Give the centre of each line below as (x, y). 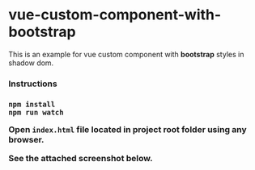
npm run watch (36, 112)
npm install (32, 104)
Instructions (33, 84)
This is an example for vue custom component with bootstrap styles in (126, 54)
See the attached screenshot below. (81, 158)
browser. (26, 140)
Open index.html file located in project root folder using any (127, 130)
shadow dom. (31, 63)
